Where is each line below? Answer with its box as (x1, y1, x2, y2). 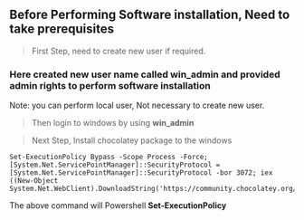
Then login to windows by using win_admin (31, 118, 195, 129)
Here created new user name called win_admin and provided (9, 68, 280, 81)
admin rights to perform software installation (9, 79, 211, 91)
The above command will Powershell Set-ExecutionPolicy (9, 200, 227, 211)
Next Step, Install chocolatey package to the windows (31, 135, 233, 146)
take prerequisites (9, 22, 115, 37)
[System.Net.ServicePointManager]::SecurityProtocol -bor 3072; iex (9, 168, 273, 177)
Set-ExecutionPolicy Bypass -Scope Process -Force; (9, 153, 208, 162)
